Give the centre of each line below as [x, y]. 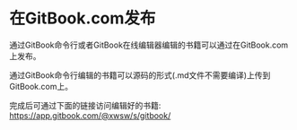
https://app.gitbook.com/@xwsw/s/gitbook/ [90, 115]
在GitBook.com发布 [83, 18]
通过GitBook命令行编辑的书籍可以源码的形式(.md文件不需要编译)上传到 [140, 75]
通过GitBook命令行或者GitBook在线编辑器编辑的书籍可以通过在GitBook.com [149, 45]
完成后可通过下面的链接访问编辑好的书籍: [85, 105]
